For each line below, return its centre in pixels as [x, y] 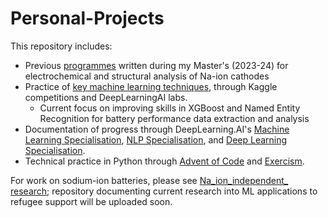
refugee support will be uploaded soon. [91, 201]
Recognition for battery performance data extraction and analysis [174, 118]
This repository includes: [61, 46]
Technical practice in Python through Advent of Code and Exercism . [164, 161]
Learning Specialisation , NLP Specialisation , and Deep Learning [156, 139]
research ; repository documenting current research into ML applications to [164, 191]
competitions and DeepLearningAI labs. [106, 97]
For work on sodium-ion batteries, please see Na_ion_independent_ [149, 180]
